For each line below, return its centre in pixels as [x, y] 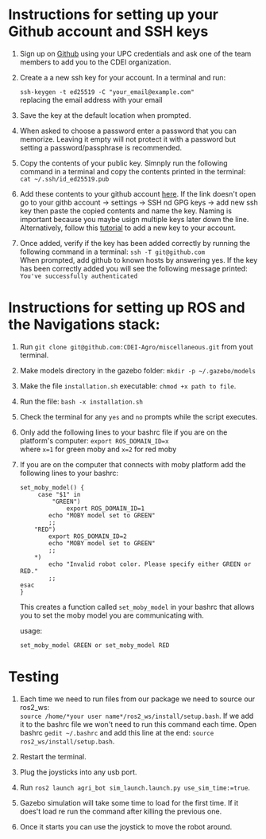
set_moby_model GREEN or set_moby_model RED [94, 645]
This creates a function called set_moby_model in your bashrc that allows [137, 607]
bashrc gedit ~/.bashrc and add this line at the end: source [117, 732]
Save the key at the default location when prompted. [105, 115]
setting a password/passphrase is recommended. [101, 147]
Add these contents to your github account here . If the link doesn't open [138, 193]
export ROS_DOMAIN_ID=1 [106, 508]
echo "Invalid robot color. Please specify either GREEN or [150, 564]
